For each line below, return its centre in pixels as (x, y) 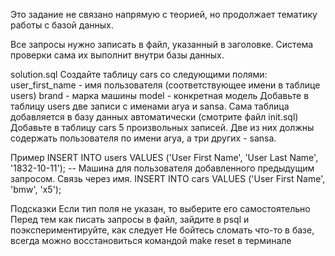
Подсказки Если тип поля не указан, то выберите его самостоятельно (160, 208)
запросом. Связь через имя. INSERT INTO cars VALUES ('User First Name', (168, 178)
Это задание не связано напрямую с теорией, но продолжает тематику (164, 14)
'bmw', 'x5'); (36, 189)
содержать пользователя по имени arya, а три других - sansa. (143, 138)
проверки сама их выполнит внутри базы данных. (117, 55)
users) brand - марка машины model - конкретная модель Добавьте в (160, 95)
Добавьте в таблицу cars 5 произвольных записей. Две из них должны (162, 127)
